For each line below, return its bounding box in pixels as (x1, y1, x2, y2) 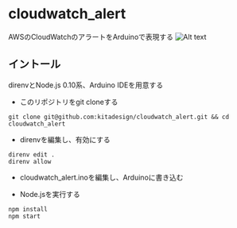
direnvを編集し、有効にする (19, 134, 111, 144)
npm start (8, 212, 41, 220)
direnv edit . (8, 150, 56, 159)
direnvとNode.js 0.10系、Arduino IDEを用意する (8, 80, 164, 90)
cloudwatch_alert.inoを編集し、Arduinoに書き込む (19, 172, 185, 182)
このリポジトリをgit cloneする (19, 97, 118, 106)
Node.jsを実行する (19, 189, 81, 199)
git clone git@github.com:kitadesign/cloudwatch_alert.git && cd (8, 113, 229, 121)
